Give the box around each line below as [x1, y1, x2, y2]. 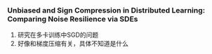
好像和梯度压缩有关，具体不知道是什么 [17, 39, 128, 48]
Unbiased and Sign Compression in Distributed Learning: [7, 6, 206, 15]
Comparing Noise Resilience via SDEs [7, 14, 138, 24]
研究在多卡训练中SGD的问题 [17, 30, 99, 39]
